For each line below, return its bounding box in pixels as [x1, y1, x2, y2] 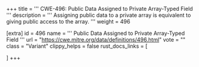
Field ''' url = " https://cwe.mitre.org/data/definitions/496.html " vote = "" [6, 36, 186, 43]
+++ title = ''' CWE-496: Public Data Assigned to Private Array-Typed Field [6, 5, 193, 12]
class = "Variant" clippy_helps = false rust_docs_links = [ [6, 42, 147, 49]
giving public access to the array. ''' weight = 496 [6, 18, 130, 25]
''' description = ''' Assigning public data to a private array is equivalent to [6, 11, 191, 19]
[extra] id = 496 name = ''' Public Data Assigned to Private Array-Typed [6, 30, 185, 37]
